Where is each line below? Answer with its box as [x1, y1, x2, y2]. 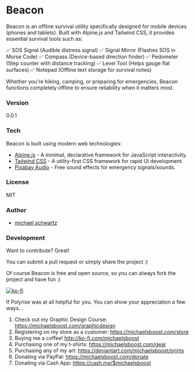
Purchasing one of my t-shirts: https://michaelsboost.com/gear [14, 341, 166, 348]
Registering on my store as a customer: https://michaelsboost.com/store [14, 328, 189, 336]
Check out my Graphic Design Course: [14, 316, 107, 323]
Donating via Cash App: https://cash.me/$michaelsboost [14, 360, 151, 367]
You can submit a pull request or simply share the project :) [6, 258, 148, 266]
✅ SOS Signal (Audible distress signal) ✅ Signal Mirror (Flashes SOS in [6, 46, 176, 53]
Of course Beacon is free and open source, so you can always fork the [6, 270, 176, 277]
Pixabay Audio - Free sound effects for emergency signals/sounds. [14, 164, 176, 171]
